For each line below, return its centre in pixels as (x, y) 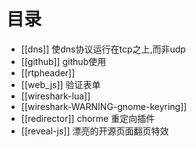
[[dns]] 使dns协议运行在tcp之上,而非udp (103, 49)
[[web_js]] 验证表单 (60, 84)
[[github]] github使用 (63, 61)
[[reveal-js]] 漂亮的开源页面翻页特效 (94, 131)
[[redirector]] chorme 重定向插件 (88, 118)
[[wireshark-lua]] (55, 96)
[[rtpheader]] (48, 72)
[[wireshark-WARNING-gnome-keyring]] (104, 106)
